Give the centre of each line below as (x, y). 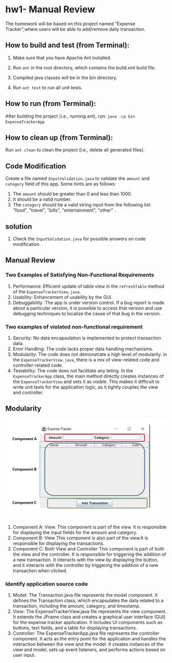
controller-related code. (38, 365)
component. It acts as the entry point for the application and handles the (89, 638)
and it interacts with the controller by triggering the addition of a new (85, 565)
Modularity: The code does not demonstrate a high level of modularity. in (90, 354)
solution (19, 226)
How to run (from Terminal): (51, 104)
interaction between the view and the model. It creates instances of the (88, 644)
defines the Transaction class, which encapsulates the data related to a (88, 600)
